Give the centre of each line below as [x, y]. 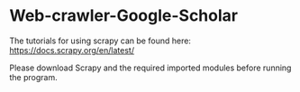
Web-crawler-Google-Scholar [124, 16]
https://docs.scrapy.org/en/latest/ [72, 50]
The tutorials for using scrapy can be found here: [100, 41]
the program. [33, 77]
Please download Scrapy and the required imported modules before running [150, 68]
